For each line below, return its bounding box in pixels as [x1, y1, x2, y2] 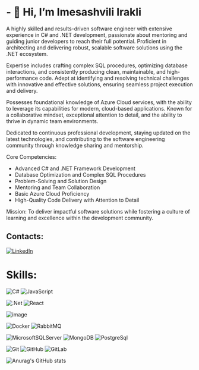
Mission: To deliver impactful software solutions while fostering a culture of [6, 208, 190, 215]
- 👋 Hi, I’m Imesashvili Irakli [6, 5, 141, 19]
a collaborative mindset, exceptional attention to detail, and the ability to [6, 111, 182, 118]
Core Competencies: [6, 153, 57, 160]
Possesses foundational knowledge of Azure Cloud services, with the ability [6, 98, 192, 106]
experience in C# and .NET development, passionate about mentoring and [6, 31, 188, 38]
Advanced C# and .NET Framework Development [14, 165, 135, 172]
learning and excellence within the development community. [6, 214, 153, 221]
